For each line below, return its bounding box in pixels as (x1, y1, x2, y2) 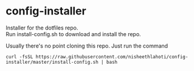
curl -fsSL (5, 54, 33, 60)
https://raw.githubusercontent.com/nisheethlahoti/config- (35, 54, 189, 60)
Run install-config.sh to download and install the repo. (5, 30, 141, 37)
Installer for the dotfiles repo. (5, 24, 78, 31)
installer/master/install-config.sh (5, 59, 99, 65)
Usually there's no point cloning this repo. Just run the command (5, 42, 168, 49)
